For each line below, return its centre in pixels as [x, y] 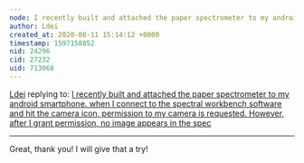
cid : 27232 [30, 60]
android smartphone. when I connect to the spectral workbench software [146, 103]
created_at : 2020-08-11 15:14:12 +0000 [85, 34]
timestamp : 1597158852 [52, 43]
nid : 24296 [30, 52]
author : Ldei [34, 26]
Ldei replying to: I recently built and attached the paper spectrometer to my [149, 94]
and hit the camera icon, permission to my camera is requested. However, [147, 113]
